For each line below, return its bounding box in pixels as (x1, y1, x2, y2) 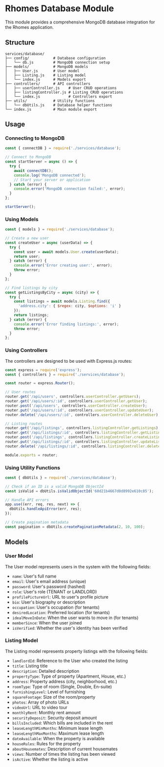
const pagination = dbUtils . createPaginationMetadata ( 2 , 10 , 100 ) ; (5, 524, 145, 529)
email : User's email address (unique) (12, 578, 86, 584)
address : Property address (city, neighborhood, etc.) (12, 678, 117, 684)
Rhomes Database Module (5, 3, 114, 14)
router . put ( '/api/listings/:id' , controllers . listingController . (5, 439, 141, 444)
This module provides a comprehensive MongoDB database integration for (5, 19, 155, 25)
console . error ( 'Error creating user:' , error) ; (14, 263, 112, 268)
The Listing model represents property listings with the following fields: (5, 648, 148, 654)
